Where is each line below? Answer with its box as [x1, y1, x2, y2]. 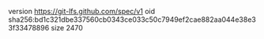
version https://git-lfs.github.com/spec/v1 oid [8, 7, 156, 16]
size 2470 [51, 23, 83, 32]
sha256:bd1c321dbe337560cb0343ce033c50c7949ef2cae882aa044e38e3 [8, 15, 257, 24]
